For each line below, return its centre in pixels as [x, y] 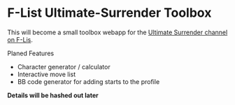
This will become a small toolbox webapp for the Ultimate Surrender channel [117, 32]
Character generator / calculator [64, 66]
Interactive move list [47, 74]
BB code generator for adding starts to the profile [88, 81]
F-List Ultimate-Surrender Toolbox [109, 13]
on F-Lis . [20, 39]
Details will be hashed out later [53, 95]
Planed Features [31, 53]
